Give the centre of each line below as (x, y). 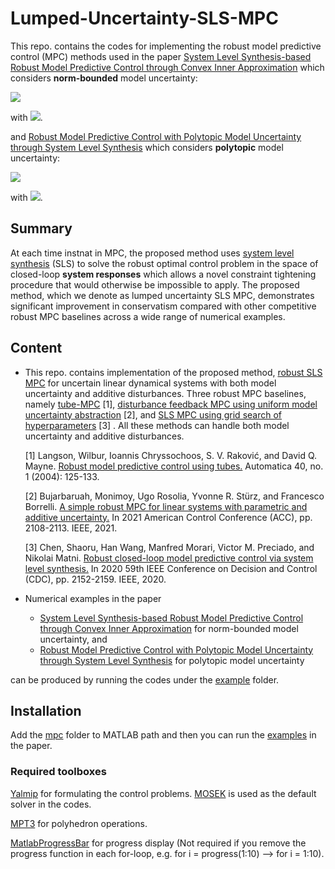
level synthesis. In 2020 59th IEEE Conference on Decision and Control (171, 568)
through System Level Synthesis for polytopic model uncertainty (172, 660)
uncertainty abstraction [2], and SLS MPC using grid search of (153, 414)
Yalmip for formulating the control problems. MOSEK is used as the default (163, 793)
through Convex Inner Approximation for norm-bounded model (169, 628)
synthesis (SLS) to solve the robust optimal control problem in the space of (164, 263)
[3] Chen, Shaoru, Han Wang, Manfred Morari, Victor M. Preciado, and (169, 547)
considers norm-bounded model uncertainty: (104, 78)
